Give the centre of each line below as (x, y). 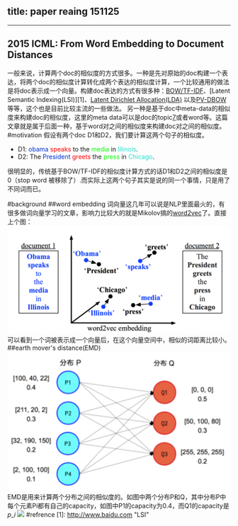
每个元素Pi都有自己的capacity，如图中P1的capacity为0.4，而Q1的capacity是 (118, 505)
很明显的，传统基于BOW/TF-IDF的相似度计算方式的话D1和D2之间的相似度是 (118, 171)
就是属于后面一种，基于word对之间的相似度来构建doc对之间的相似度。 (123, 126)
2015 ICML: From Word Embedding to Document (116, 44)
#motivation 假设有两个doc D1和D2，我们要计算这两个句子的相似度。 (108, 135)
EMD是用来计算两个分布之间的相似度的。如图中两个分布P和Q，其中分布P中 (117, 497)
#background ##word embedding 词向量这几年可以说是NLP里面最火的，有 (116, 204)
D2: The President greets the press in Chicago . (86, 156)
